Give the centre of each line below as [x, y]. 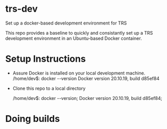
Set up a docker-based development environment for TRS [66, 23]
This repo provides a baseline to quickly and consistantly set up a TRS [79, 33]
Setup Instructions [45, 59]
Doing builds [33, 119]
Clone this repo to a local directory [49, 88]
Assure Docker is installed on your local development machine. [79, 73]
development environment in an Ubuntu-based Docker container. [74, 38]
